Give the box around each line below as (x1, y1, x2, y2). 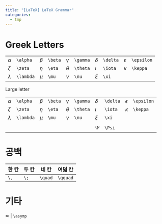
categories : (5, 12, 31, 17)
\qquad (58, 175, 74, 181)
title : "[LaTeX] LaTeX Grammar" (5, 7, 74, 13)
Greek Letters (5, 39, 65, 50)
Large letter (5, 86, 30, 92)
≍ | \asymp (5, 213, 27, 219)
